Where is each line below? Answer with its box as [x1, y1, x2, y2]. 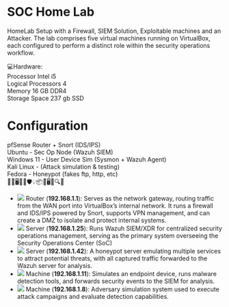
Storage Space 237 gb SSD [7, 94, 84, 102]
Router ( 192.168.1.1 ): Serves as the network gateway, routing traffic [25, 194, 214, 202]
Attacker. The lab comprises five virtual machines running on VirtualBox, [7, 34, 211, 42]
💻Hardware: [7, 62, 43, 71]
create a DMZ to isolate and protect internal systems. [16, 216, 167, 224]
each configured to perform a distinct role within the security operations [7, 41, 211, 49]
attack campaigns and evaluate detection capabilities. [16, 292, 169, 300]
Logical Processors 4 [7, 79, 67, 88]
